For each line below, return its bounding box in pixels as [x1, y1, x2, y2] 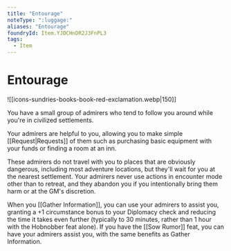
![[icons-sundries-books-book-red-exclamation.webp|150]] [7, 95, 176, 103]
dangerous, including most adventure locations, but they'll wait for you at [7, 164, 216, 173]
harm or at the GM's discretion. [7, 187, 96, 195]
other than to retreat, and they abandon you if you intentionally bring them [7, 180, 218, 188]
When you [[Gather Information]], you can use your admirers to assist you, [7, 200, 219, 209]
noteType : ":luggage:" [7, 17, 73, 24]
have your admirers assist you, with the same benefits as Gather [7, 230, 190, 238]
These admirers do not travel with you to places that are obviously [7, 157, 196, 166]
